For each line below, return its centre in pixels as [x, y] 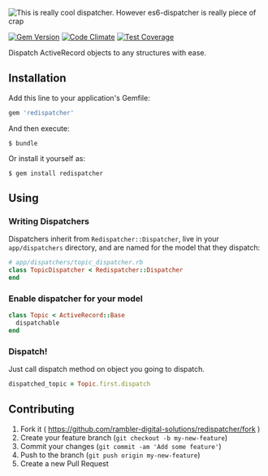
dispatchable [38, 323]
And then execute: [39, 128]
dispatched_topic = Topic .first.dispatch [80, 384]
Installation [37, 79]
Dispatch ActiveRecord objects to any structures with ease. [108, 52]
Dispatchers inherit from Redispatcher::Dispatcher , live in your [114, 239]
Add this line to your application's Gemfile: [79, 98]
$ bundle [23, 143]
